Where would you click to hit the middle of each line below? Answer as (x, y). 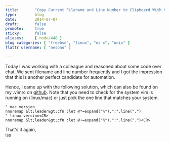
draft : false (26, 24)
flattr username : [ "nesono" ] (38, 48)
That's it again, (21, 129)
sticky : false (26, 33)
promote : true (25, 29)
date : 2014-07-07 (31, 19)
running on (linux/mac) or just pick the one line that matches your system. (82, 98)
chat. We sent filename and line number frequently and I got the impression (84, 72)
